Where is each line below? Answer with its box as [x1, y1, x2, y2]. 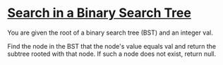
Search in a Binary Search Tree [7, 5, 192, 21]
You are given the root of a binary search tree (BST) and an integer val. [7, 28, 213, 37]
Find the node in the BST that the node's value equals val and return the [7, 42, 217, 50]
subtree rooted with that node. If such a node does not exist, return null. [7, 49, 217, 58]
